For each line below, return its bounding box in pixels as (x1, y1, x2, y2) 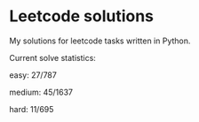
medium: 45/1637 (9, 87, 74, 97)
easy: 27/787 (9, 69, 58, 80)
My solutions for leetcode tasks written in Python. (9, 35, 191, 46)
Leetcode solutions (9, 6, 154, 27)
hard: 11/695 (9, 103, 54, 114)
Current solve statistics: (9, 52, 96, 63)
